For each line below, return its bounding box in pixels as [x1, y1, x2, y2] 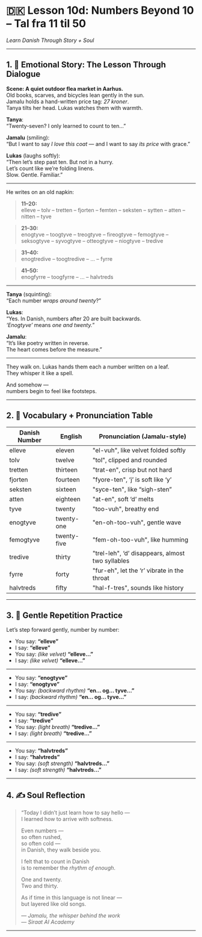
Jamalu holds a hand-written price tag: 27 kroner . [6, 97, 129, 105]
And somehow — [6, 381, 49, 388]
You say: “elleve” [14, 638, 59, 645]
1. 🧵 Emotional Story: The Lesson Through [6, 60, 167, 70]
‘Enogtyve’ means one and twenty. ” [6, 321, 95, 328]
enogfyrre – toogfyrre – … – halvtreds [20, 273, 114, 280]
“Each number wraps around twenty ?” [6, 297, 101, 304]
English [60, 432, 82, 441]
